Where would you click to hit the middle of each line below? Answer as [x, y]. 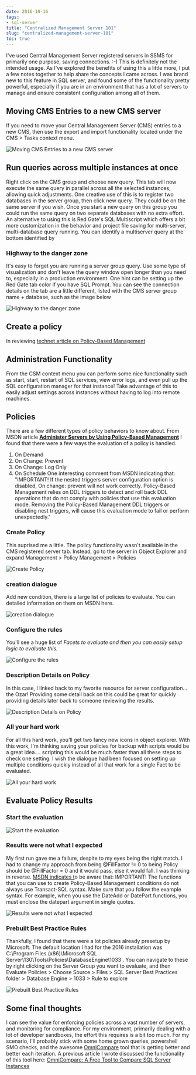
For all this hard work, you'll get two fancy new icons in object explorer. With [98, 740]
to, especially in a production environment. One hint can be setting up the [94, 278]
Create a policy [34, 327]
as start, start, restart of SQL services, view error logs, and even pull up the [97, 379]
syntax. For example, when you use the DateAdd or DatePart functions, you [97, 896]
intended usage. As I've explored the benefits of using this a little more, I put [98, 68]
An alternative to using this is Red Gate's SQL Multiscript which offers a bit [96, 219]
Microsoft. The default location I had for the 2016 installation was [84, 947]
